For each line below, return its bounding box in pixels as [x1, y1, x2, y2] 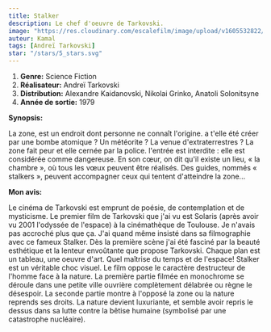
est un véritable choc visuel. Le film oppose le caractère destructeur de [8, 263, 246, 272]
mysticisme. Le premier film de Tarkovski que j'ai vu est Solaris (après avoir [8, 212, 260, 221]
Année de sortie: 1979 [19, 98, 95, 107]
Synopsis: [8, 113, 43, 122]
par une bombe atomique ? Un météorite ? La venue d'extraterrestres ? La [8, 137, 254, 146]
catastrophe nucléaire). [8, 314, 86, 324]
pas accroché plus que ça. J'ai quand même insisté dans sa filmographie [8, 229, 252, 238]
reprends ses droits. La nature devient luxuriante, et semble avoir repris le [8, 297, 254, 307]
